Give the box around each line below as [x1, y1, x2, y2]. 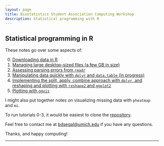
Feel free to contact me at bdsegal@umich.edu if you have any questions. [5, 122, 153, 127]
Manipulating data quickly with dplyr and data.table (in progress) [12, 72, 145, 78]
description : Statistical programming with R [5, 16, 99, 21]
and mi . [5, 103, 20, 108]
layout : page [5, 7, 32, 12]
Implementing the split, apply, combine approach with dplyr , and [12, 78, 143, 83]
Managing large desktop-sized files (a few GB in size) [12, 62, 120, 68]
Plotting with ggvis [12, 88, 50, 94]
